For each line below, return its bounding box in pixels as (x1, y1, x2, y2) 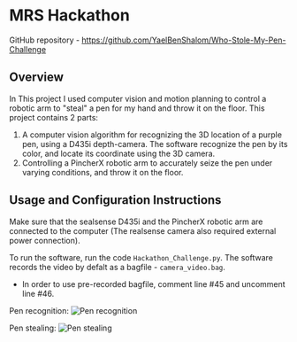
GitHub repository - (9, 35, 80, 45)
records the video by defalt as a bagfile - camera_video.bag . (9, 261, 225, 272)
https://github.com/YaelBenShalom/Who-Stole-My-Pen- (81, 35, 286, 45)
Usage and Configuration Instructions (9, 192, 222, 208)
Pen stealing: (9, 323, 57, 333)
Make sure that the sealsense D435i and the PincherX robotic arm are (9, 216, 263, 227)
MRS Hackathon (9, 5, 130, 26)
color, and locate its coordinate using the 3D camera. (21, 148, 216, 159)
